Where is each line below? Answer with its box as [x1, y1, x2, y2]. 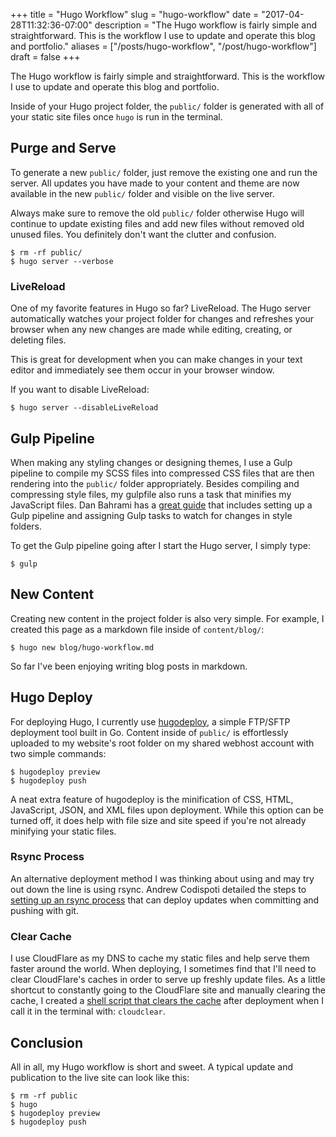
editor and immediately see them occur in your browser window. [10, 364, 275, 376]
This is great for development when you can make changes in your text [10, 354, 303, 366]
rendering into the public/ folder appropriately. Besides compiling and [10, 477, 300, 489]
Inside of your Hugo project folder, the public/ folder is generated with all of [10, 100, 325, 112]
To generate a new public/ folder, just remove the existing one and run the [10, 166, 318, 178]
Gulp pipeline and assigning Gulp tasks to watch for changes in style [10, 509, 293, 521]
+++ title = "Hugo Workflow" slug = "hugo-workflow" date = [10, 9, 260, 20]
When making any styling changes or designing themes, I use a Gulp [10, 456, 293, 468]
